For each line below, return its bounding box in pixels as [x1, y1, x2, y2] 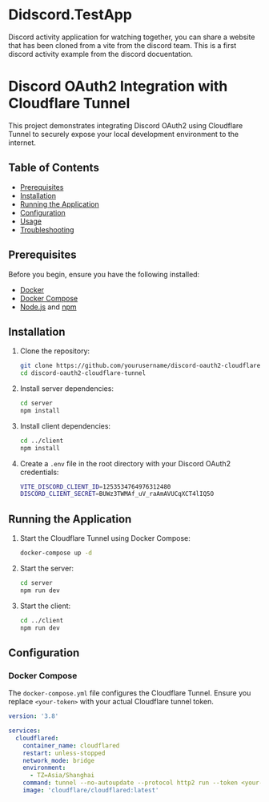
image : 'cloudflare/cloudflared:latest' [22, 787, 159, 795]
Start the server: [19, 563, 74, 573]
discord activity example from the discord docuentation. [8, 49, 194, 58]
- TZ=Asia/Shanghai [29, 772, 94, 780]
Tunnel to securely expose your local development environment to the [8, 129, 239, 139]
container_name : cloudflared [22, 741, 120, 750]
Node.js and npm [19, 302, 77, 312]
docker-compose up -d [19, 549, 92, 558]
